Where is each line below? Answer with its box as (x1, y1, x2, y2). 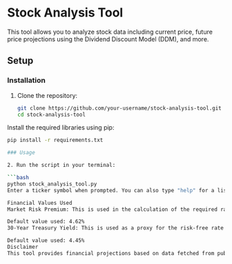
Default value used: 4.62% (7, 219, 85, 225)
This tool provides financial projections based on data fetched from (7, 250, 215, 256)
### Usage (7, 150, 36, 156)
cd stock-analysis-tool (17, 111, 86, 118)
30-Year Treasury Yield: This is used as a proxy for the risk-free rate (7, 225, 224, 232)
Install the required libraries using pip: (7, 123, 115, 132)
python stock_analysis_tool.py (7, 181, 97, 187)
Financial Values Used (7, 199, 72, 206)
